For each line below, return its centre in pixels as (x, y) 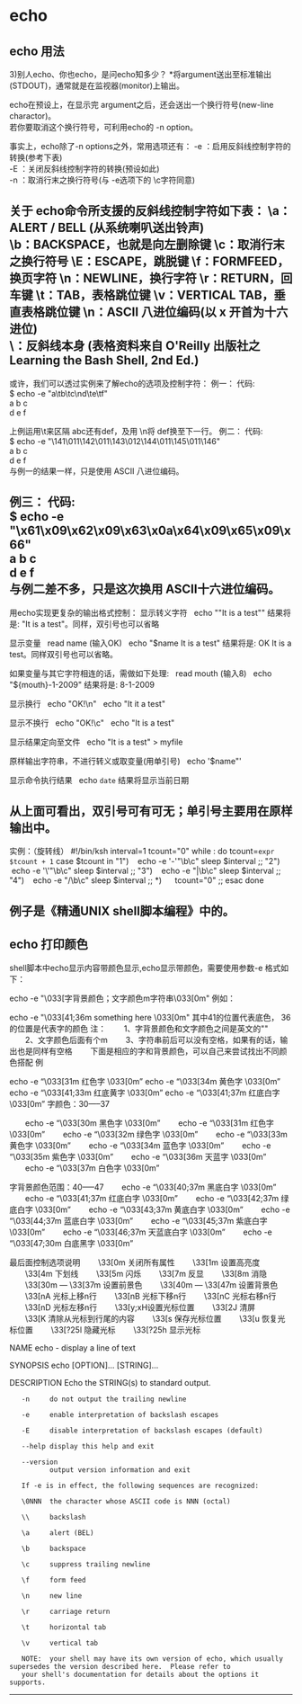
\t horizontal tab (63, 1627)
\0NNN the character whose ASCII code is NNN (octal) (126, 1501)
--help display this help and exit (88, 1446)
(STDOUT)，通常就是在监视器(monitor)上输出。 (97, 85)
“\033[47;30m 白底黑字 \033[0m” (71, 1243)
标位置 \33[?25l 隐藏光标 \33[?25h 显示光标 (105, 1329)
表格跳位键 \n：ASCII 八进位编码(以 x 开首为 (143, 312)
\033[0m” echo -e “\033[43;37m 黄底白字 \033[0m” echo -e (162, 1209)
